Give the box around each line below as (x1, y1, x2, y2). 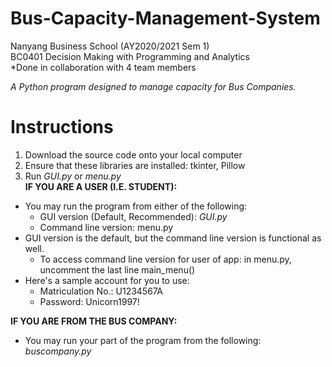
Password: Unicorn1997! (39, 295, 140, 307)
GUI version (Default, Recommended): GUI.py (39, 210, 228, 222)
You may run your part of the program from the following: (24, 334, 262, 346)
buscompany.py (24, 345, 92, 357)
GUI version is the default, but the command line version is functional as (24, 232, 322, 244)
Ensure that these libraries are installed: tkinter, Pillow (24, 159, 246, 171)
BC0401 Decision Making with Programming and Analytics (10, 50, 250, 62)
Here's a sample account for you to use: (24, 274, 190, 286)
